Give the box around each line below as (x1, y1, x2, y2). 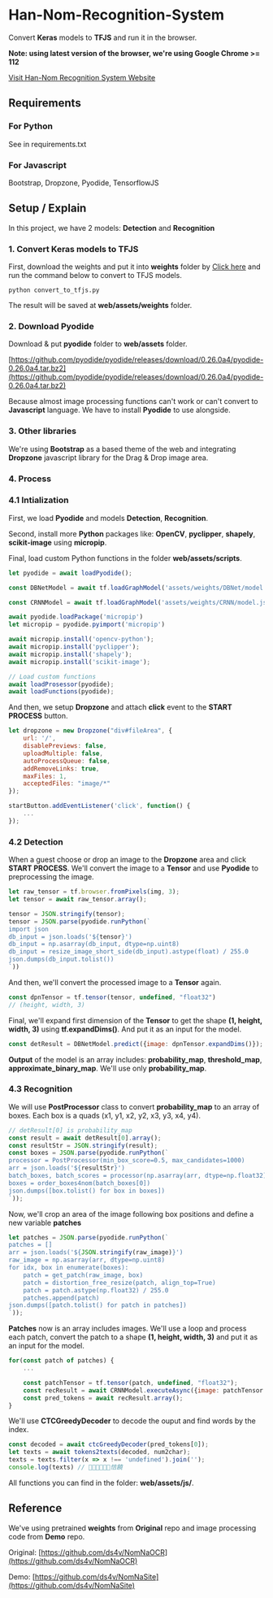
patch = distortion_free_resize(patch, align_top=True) (23, 1279, 217, 1287)
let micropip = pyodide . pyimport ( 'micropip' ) (8, 620, 165, 629)
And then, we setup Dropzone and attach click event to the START (8, 702, 233, 712)
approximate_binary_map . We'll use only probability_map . (8, 1063, 207, 1073)
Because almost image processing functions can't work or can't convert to (8, 397, 258, 406)
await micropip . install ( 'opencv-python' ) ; (8, 636, 154, 644)
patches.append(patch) (23, 1294, 100, 1302)
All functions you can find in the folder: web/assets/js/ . (8, 1478, 194, 1487)
